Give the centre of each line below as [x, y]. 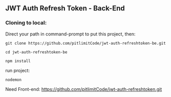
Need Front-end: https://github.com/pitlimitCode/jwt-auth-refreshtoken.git [84, 89]
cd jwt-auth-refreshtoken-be [36, 52]
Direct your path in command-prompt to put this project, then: [70, 34]
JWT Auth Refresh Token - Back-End [65, 8]
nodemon [14, 80]
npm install [18, 61]
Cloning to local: [26, 23]
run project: [17, 70]
